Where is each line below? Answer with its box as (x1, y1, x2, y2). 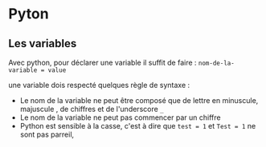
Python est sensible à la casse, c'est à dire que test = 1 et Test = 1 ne (19, 121, 256, 130)
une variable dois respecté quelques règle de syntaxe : (8, 81, 190, 89)
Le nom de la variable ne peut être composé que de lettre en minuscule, (19, 96, 259, 105)
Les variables (8, 37, 77, 50)
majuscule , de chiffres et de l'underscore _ (19, 105, 164, 113)
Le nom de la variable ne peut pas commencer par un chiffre (19, 113, 221, 122)
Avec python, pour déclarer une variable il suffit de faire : (8, 58, 197, 67)
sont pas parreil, (19, 129, 75, 139)
